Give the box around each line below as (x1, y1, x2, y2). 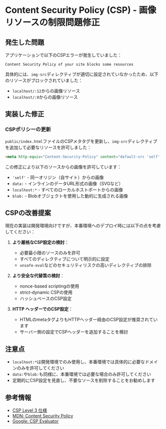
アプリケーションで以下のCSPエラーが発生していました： (5, 52, 122, 58)
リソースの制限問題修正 (5, 17, 100, 28)
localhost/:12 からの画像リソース (12, 88, 81, 94)
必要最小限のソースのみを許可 (19, 250, 81, 256)
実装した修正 (5, 110, 44, 119)
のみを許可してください (16, 365, 64, 371)
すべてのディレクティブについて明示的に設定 (19, 256, 110, 262)
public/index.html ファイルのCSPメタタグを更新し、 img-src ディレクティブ (5, 138, 158, 144)
